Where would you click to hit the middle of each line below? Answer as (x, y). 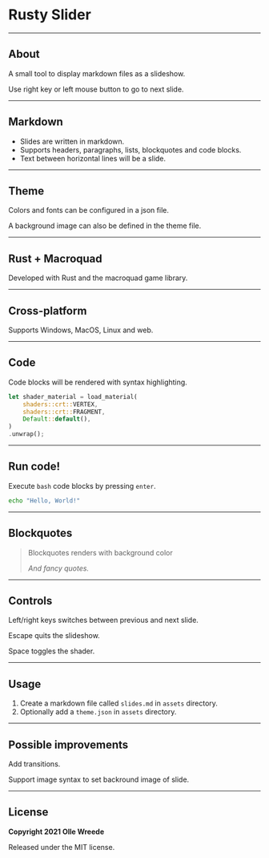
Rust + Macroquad (55, 258)
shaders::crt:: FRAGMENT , (64, 412)
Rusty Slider (50, 15)
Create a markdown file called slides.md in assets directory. (119, 703)
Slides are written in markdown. (72, 141)
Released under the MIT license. (62, 847)
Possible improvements (68, 744)
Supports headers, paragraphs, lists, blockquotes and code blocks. (130, 149)
